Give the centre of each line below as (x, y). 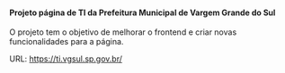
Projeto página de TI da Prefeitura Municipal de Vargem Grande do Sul (142, 12)
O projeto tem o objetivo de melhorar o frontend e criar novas (123, 32)
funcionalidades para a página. (67, 42)
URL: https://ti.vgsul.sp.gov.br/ (66, 59)
